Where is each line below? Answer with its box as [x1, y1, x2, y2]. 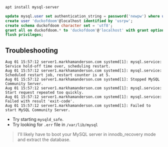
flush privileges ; [5, 32, 43, 37]
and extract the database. [17, 136, 71, 142]
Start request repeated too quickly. [5, 90, 84, 95]
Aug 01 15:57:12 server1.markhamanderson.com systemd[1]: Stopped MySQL [5, 77, 160, 82]
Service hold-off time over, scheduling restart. [5, 64, 111, 69]
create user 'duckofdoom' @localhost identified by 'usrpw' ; [5, 18, 133, 23]
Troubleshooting [5, 46, 58, 54]
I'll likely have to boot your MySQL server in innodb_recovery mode [17, 131, 156, 137]
